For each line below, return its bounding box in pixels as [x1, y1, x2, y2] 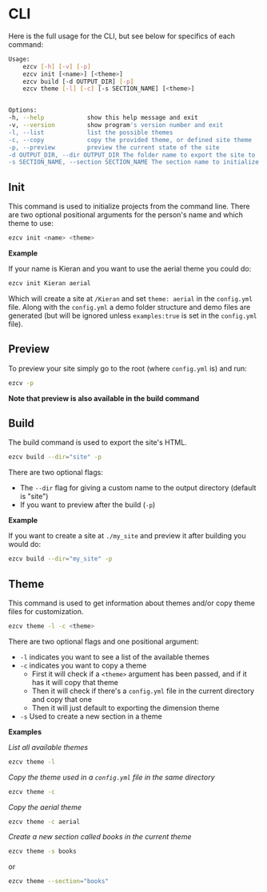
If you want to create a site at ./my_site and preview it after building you [8, 531, 246, 541]
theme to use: [8, 219, 54, 228]
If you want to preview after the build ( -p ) [19, 500, 156, 509]
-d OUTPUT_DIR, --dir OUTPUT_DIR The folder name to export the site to [8, 151, 256, 159]
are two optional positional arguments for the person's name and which [8, 210, 244, 220]
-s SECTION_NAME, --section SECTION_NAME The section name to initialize [8, 158, 260, 166]
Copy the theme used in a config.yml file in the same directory [8, 772, 215, 782]
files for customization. [8, 606, 84, 616]
